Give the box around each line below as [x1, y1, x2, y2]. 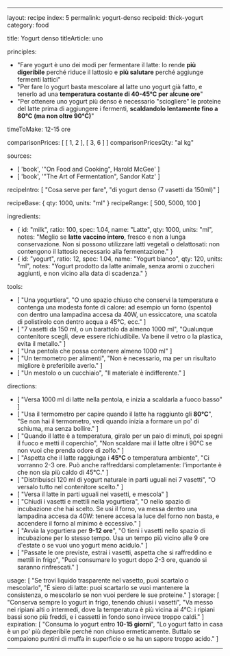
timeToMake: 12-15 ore [7, 125, 71, 133]
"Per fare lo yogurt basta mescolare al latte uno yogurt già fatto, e [16, 83, 203, 91]
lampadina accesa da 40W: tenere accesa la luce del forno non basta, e [16, 512, 220, 520]
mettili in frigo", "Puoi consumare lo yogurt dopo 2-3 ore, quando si [16, 556, 207, 563]
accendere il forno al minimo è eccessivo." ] [16, 519, 142, 527]
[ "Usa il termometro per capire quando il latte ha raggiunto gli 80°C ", [16, 410, 213, 418]
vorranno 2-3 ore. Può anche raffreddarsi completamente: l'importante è [16, 461, 222, 469]
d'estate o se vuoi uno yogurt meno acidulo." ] [16, 541, 148, 549]
